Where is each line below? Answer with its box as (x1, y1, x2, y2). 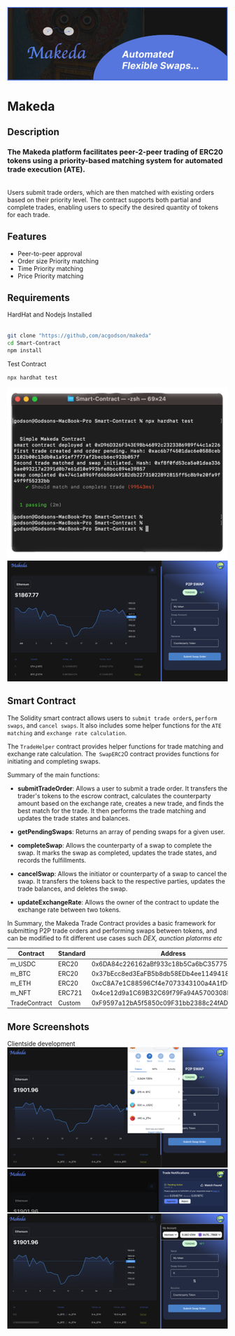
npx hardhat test (7, 374, 58, 381)
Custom (58, 998, 81, 1007)
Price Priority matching (17, 272, 84, 280)
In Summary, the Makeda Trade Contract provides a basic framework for (7, 919, 216, 927)
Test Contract (7, 359, 47, 368)
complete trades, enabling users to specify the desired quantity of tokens (7, 203, 219, 211)
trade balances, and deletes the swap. (17, 884, 128, 893)
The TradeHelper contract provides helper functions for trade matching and (7, 742, 224, 751)
